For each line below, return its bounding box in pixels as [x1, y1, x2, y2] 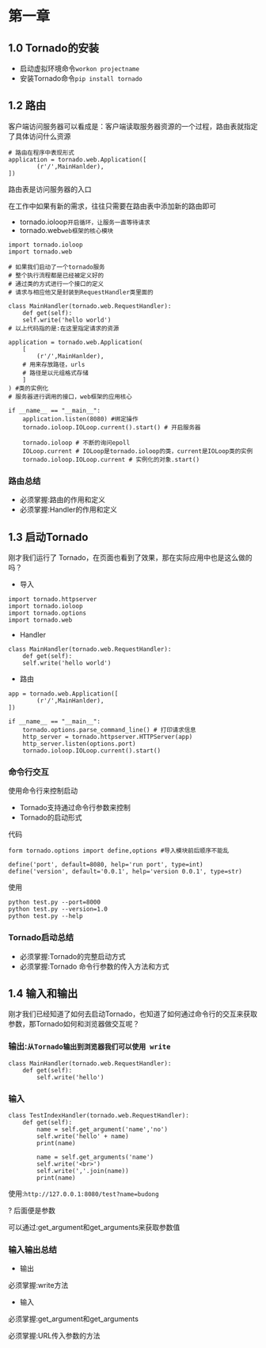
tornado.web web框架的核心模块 [19, 225, 113, 234]
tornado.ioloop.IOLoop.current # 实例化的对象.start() [22, 455, 200, 463]
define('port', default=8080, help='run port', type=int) [8, 861, 203, 869]
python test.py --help [8, 912, 83, 920]
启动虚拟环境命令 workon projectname [19, 64, 140, 73]
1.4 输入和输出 [8, 987, 78, 1000]
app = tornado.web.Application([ [8, 690, 119, 698]
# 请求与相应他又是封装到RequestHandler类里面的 [8, 288, 154, 296]
